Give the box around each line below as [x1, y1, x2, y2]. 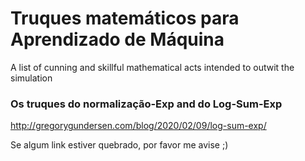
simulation [10, 72, 53, 84]
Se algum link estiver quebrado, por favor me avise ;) [10, 139, 229, 151]
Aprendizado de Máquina [10, 28, 225, 51]
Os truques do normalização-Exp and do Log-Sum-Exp [10, 97, 283, 111]
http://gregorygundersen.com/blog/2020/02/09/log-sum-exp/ [10, 120, 267, 132]
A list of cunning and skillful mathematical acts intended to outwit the [10, 61, 295, 73]
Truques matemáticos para [10, 7, 240, 30]
